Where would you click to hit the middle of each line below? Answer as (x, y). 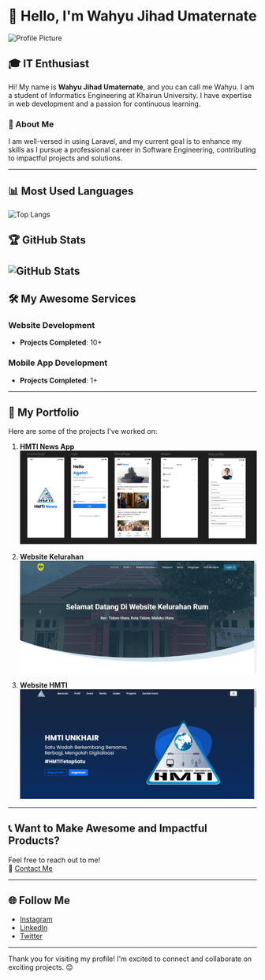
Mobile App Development (58, 363)
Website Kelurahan (52, 557)
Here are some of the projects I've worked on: (83, 432)
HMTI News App (47, 447)
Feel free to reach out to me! (54, 860)
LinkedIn (34, 928)
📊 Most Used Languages (71, 192)
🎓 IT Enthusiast (49, 64)
